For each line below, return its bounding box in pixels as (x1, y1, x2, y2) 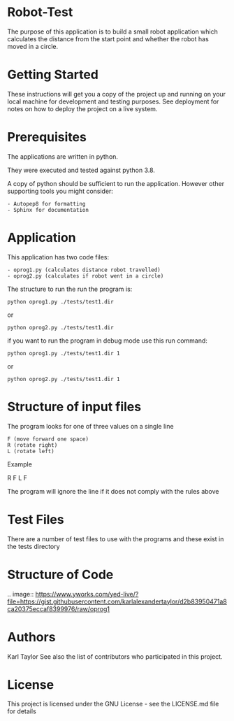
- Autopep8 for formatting (7, 200, 86, 207)
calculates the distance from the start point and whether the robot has (7, 34, 210, 43)
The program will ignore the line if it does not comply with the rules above (7, 487, 219, 495)
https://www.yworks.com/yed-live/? (35, 590, 139, 598)
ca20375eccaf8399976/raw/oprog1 (7, 604, 110, 613)
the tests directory (7, 542, 61, 550)
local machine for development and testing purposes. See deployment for (7, 97, 219, 106)
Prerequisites (7, 129, 87, 145)
